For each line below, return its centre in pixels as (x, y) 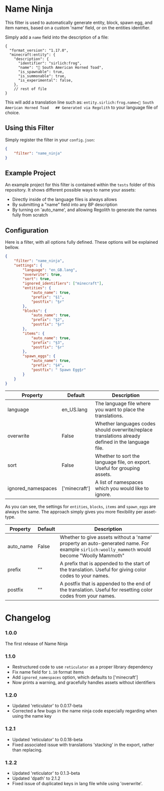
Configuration (27, 230)
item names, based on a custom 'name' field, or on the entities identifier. (78, 27)
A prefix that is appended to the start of (105, 564)
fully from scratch (30, 215)
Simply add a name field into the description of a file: (57, 37)
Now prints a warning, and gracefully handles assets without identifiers (84, 683)
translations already (118, 436)
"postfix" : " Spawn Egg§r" (59, 370)
